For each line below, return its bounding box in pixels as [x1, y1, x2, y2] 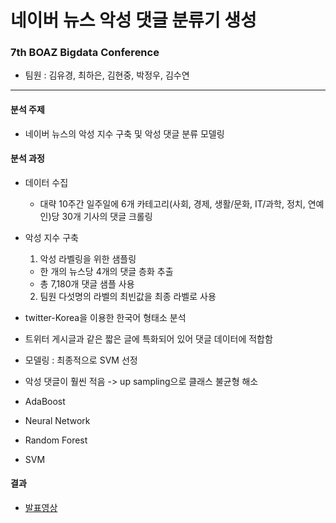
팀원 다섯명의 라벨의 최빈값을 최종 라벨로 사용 [39, 290, 217, 302]
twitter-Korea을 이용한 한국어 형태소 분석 [24, 311, 187, 323]
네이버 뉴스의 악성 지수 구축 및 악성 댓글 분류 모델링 [24, 127, 225, 140]
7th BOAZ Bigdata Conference [10, 46, 160, 60]
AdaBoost [24, 395, 66, 407]
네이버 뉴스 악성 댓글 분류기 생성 [10, 9, 257, 32]
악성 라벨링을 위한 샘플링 [39, 252, 137, 265]
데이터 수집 [24, 176, 69, 188]
